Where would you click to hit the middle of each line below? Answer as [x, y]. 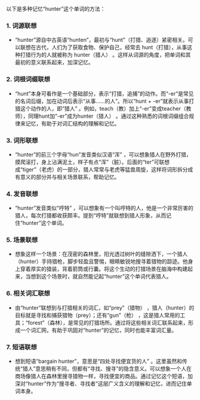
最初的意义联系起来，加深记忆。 [54, 62]
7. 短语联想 [21, 347]
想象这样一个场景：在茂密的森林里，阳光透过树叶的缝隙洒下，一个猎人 [101, 254]
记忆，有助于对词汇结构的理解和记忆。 [73, 123]
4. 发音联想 [22, 194]
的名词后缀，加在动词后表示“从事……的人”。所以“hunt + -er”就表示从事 [102, 101]
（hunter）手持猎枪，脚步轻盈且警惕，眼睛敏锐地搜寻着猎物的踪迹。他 [101, 261]
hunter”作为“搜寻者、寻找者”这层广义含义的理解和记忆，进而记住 [107, 384]
